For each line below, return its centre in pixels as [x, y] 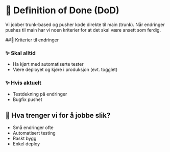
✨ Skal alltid [20, 53]
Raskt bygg [25, 138]
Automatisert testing [34, 133]
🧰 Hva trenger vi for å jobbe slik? [58, 115]
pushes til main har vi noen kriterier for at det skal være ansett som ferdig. [83, 30]
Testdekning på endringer [40, 94]
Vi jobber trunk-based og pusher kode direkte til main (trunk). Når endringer [85, 24]
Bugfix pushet [27, 99]
